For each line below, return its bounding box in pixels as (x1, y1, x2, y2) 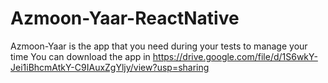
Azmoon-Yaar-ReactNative (10, 7, 240, 30)
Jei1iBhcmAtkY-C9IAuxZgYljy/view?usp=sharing (10, 61, 210, 73)
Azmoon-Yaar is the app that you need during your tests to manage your (10, 40, 308, 52)
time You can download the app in (10, 50, 151, 62)
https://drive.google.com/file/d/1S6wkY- (152, 50, 318, 62)
